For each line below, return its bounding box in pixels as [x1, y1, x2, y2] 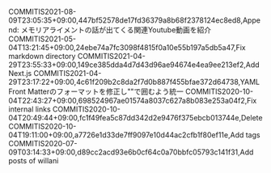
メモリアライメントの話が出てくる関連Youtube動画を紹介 [20, 25, 212, 35]
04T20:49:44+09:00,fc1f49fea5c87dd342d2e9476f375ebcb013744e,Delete [8, 113, 263, 122]
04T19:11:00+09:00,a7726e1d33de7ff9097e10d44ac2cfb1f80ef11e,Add [8, 130, 244, 140]
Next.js [8, 69, 32, 78]
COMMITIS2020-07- [8, 139, 78, 148]
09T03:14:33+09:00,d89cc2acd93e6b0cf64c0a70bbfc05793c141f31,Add [8, 147, 254, 157]
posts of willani [8, 156, 59, 165]
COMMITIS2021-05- [8, 34, 77, 44]
